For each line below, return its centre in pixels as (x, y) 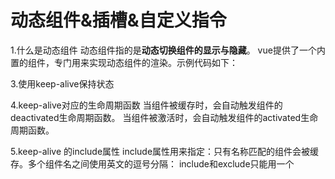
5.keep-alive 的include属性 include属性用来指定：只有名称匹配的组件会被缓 (165, 151)
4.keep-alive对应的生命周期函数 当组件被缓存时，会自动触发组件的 (146, 105)
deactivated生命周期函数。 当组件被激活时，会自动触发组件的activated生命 (164, 117)
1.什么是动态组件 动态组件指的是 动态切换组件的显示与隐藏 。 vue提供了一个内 (168, 50)
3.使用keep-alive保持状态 (62, 83)
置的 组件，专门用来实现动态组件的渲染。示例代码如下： (124, 62)
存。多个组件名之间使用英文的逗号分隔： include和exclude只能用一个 (152, 163)
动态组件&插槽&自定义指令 (118, 20)
